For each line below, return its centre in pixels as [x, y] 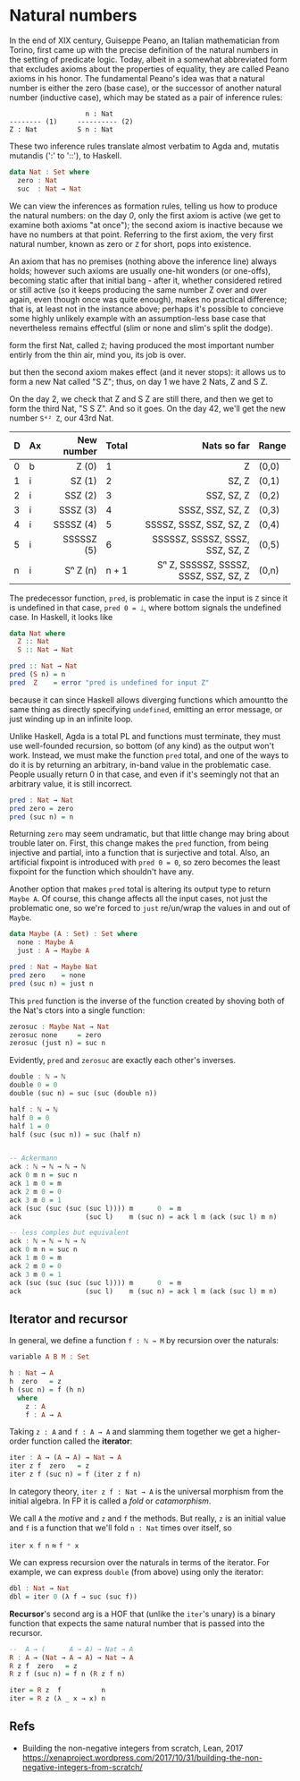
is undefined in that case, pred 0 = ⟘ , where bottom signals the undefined [145, 607]
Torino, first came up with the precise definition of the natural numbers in [144, 49]
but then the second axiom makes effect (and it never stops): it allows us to [147, 371]
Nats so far [226, 446]
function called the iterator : [82, 1441]
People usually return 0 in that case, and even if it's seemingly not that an [144, 774]
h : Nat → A [31, 1373]
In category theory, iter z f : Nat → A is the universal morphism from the [146, 1491]
